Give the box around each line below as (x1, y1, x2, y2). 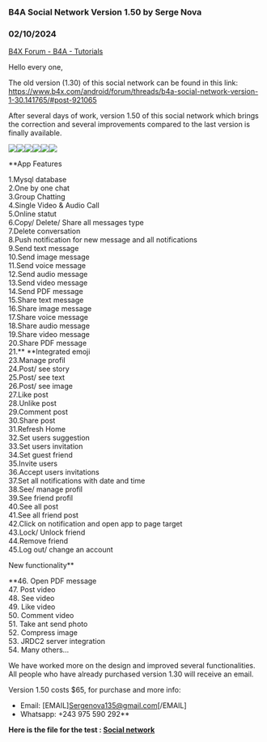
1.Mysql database (8, 175, 67, 185)
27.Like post (8, 390, 49, 399)
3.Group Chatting (8, 192, 66, 202)
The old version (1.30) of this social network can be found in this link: (8, 78, 239, 87)
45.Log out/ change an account (8, 545, 113, 555)
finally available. (8, 128, 62, 138)
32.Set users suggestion (8, 433, 91, 443)
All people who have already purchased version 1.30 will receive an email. (8, 669, 254, 679)
